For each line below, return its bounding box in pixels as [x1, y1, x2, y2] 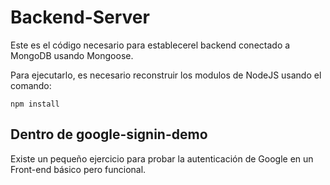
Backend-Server [10, 6, 150, 29]
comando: [10, 79, 52, 91]
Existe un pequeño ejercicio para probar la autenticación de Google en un [10, 152, 314, 165]
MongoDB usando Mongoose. [10, 49, 134, 61]
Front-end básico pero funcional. [10, 163, 147, 175]
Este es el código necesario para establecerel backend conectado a [10, 39, 291, 51]
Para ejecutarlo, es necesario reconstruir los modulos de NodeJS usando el [10, 69, 322, 81]
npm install [10, 99, 60, 109]
